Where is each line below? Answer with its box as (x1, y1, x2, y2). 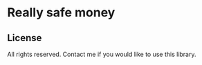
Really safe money (7, 5, 116, 21)
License (7, 32, 42, 44)
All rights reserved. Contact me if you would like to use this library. (7, 50, 196, 58)
